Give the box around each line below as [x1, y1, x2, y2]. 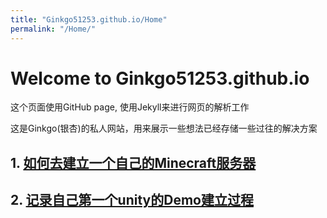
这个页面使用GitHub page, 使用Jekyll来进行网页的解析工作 [10, 101, 250, 113]
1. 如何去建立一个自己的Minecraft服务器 [10, 154, 257, 171]
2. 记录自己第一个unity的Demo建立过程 [10, 192, 254, 209]
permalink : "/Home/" [10, 24, 97, 34]
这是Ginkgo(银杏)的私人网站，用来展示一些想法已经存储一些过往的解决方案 [10, 122, 318, 135]
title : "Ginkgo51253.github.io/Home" [10, 14, 168, 25]
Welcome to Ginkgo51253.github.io [10, 67, 310, 90]
